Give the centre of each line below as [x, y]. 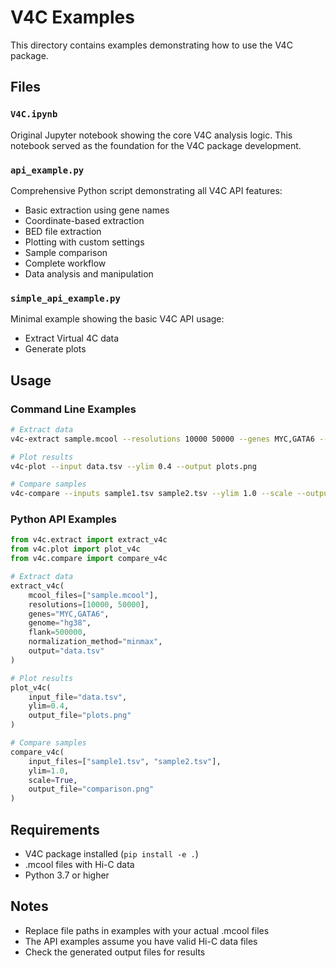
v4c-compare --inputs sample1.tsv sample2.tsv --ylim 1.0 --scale [151, 494]
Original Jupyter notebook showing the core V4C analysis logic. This [151, 135]
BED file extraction [63, 231]
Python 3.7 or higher [67, 875]
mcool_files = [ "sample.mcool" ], [93, 595]
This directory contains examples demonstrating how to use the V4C [151, 45]
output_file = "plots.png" [80, 716]
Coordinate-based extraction [84, 220]
